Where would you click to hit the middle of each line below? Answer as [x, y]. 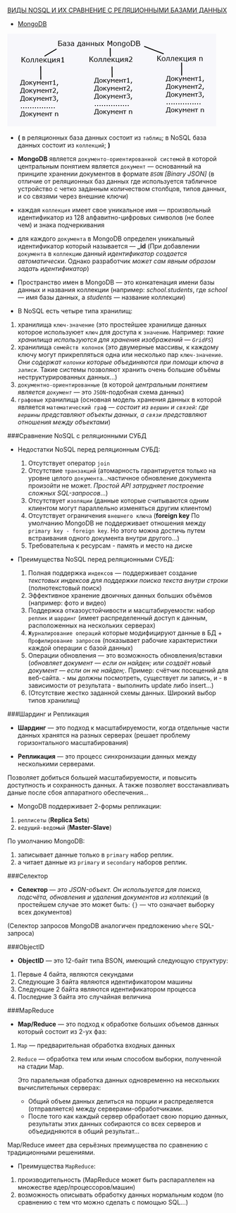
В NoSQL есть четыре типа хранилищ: [75, 311]
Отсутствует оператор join [69, 463]
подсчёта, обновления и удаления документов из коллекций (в [113, 897]
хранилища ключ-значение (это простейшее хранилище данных [112, 325]
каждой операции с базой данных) [81, 648]
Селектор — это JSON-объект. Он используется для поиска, [110, 889]
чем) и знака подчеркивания [61, 225]
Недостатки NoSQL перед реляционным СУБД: [89, 449]
